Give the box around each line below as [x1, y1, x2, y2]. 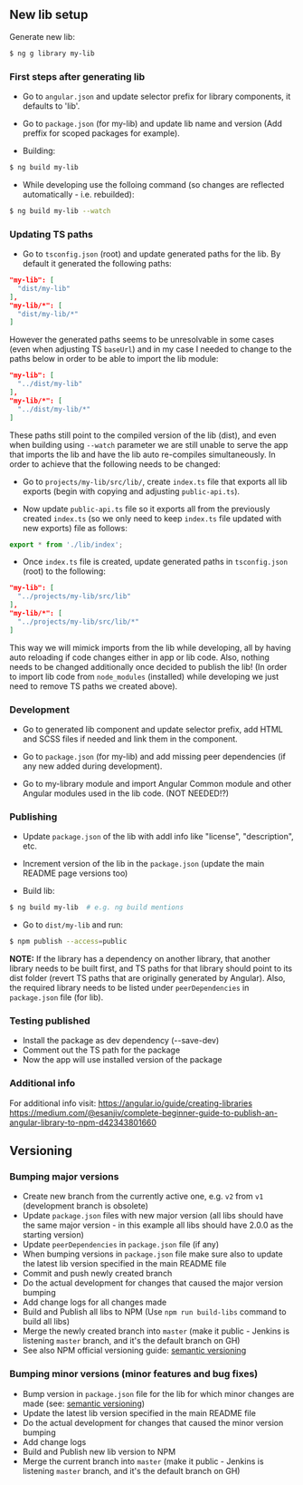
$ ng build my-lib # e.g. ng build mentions [9, 903, 184, 912]
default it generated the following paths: [22, 258, 172, 269]
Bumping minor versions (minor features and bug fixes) [9, 1368, 259, 1381]
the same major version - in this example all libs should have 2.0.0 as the [22, 1219, 294, 1231]
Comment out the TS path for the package [22, 1044, 181, 1055]
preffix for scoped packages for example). [22, 127, 181, 139]
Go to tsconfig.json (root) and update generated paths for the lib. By [22, 248, 281, 259]
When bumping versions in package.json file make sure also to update [22, 1248, 283, 1259]
